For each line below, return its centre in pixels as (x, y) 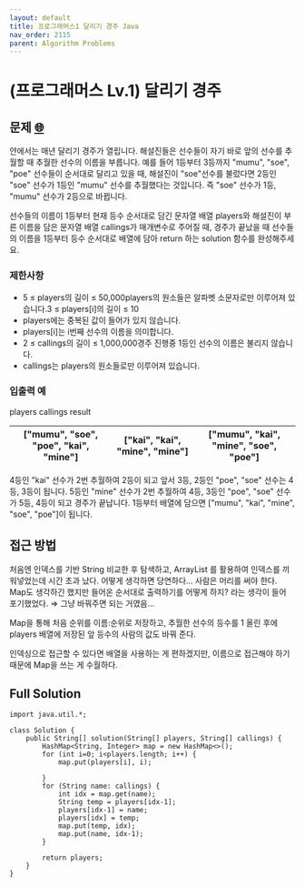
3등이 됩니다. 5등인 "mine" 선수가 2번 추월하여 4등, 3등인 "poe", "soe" (148, 491)
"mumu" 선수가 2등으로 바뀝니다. (69, 197)
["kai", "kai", (152, 439)
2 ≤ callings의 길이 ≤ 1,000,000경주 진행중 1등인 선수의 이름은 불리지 (146, 343)
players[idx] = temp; (99, 818)
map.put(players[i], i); (105, 762)
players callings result (50, 411)
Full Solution (45, 694)
